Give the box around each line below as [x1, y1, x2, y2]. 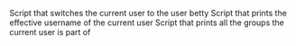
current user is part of [9, 27, 91, 37]
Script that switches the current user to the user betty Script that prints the [9, 8, 287, 18]
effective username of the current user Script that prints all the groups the [9, 17, 284, 28]
